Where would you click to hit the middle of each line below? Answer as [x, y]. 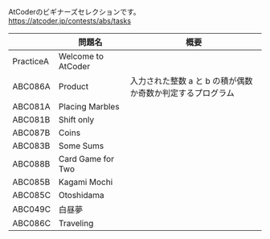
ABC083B [31, 146]
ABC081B [31, 119]
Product [74, 87]
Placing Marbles [89, 107]
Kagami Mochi [86, 182]
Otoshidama [82, 195]
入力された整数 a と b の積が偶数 [191, 81]
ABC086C [32, 223]
